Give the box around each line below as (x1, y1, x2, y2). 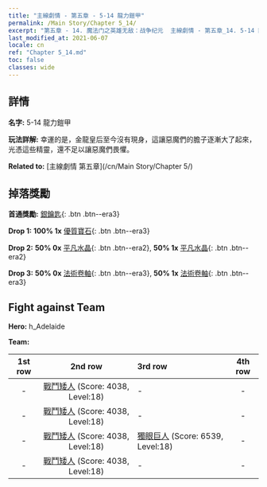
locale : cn (8, 41, 44, 49)
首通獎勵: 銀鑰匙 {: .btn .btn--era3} (8, 209, 121, 219)
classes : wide (8, 64, 56, 72)
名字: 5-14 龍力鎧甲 (8, 117, 72, 127)
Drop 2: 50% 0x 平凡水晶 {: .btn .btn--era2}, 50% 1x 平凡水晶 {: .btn (8, 243, 228, 253)
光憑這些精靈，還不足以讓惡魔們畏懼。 (8, 144, 133, 154)
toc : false (8, 56, 44, 64)
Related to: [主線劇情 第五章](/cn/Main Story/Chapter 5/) (8, 161, 193, 171)
